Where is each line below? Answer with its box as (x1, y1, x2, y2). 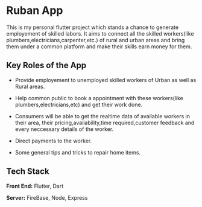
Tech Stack (6, 167, 49, 177)
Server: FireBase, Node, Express (6, 194, 88, 201)
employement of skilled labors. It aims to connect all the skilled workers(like (6, 30, 194, 37)
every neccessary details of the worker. (14, 125, 114, 133)
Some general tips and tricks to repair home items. (14, 148, 140, 156)
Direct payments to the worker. (14, 137, 92, 144)
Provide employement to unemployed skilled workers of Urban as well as (14, 76, 197, 83)
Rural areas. (14, 83, 45, 90)
